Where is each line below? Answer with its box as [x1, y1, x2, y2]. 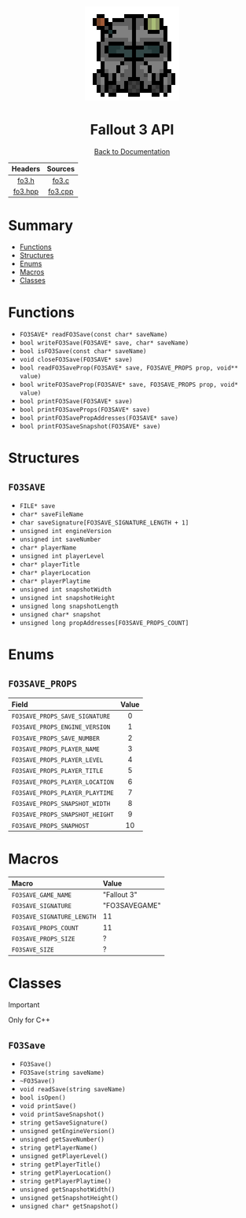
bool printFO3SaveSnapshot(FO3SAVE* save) [19, 423, 161, 431]
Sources [46, 164, 75, 174]
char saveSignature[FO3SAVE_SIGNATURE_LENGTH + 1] [19, 519, 189, 527]
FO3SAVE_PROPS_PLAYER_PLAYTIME [11, 789, 114, 797]
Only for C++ [8, 1015, 51, 1025]
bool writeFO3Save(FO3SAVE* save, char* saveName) [19, 339, 189, 348]
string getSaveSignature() [19, 1119, 108, 1127]
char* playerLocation [19, 569, 90, 577]
